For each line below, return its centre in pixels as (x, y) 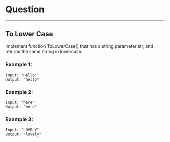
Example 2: (19, 92)
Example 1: (19, 64)
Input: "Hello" (21, 75)
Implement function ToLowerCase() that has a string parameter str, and (79, 46)
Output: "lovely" (24, 134)
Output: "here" (21, 107)
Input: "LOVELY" (22, 130)
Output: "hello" (22, 80)
